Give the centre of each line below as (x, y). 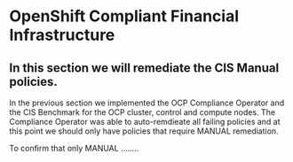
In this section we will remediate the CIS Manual (144, 68)
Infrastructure (62, 35)
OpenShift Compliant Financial (124, 16)
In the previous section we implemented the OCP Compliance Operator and (147, 103)
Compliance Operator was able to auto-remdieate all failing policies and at (145, 122)
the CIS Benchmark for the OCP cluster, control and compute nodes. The (143, 112)
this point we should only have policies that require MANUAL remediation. (144, 131)
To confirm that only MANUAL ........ (74, 148)
